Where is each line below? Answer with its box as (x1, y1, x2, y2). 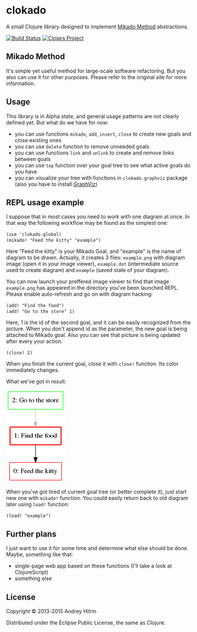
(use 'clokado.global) (6, 231, 62, 238)
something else (14, 575, 52, 582)
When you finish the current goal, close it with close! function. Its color (6, 361, 179, 368)
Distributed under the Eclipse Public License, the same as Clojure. (6, 619, 166, 626)
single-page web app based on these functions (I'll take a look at (14, 562, 172, 569)
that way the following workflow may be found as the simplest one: (6, 220, 169, 227)
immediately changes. (6, 366, 60, 374)
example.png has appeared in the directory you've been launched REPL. (6, 284, 179, 292)
